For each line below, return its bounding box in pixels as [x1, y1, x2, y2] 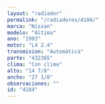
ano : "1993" [7, 36, 41, 42]
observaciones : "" [7, 80, 59, 87]
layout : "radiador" [7, 10, 63, 17]
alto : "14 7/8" [7, 67, 50, 74]
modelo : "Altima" [7, 29, 57, 36]
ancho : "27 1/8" [7, 73, 53, 81]
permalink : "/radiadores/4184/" [7, 16, 99, 23]
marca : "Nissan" [7, 23, 53, 29]
